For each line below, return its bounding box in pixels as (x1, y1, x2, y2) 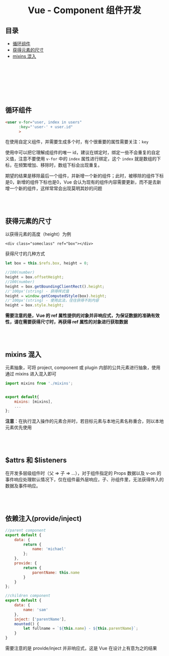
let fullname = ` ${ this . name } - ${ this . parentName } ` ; (23, 626, 138, 631)
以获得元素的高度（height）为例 (5, 231, 71, 237)
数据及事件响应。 (5, 483, 41, 489)
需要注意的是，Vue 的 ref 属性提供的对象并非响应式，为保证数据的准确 (5, 312, 151, 318)
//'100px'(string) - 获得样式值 (5, 289, 69, 294)
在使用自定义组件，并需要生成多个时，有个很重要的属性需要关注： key (5, 139, 149, 145)
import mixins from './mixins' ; (5, 380, 73, 386)
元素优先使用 (5, 424, 32, 430)
